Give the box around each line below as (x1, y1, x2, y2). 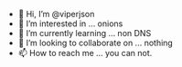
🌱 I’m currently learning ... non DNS (17, 28, 152, 38)
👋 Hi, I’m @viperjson (17, 9, 95, 19)
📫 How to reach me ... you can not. (17, 48, 153, 58)
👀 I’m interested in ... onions (17, 18, 123, 29)
